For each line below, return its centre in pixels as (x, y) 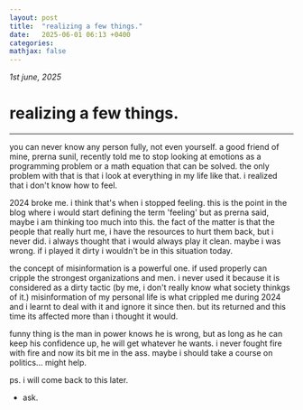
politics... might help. (48, 363)
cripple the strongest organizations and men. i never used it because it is (145, 278)
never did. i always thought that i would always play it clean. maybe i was (145, 241)
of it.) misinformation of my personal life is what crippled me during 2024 (145, 297)
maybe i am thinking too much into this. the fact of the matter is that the (142, 222)
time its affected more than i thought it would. (94, 316)
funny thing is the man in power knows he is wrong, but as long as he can (146, 334)
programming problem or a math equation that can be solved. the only (140, 166)
